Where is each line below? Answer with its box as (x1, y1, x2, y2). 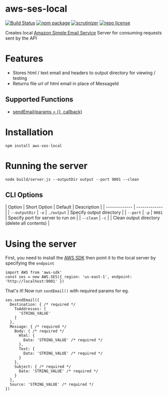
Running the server (5, 160, 88, 172)
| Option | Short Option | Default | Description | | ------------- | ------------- (5, 204, 163, 210)
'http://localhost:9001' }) (5, 279, 65, 284)
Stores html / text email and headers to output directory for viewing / (12, 70, 156, 76)
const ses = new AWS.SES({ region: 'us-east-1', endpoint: (5, 275, 133, 280)
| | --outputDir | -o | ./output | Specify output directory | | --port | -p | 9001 (5, 209, 163, 216)
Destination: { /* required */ (10, 302, 76, 307)
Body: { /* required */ (14, 328, 65, 334)
